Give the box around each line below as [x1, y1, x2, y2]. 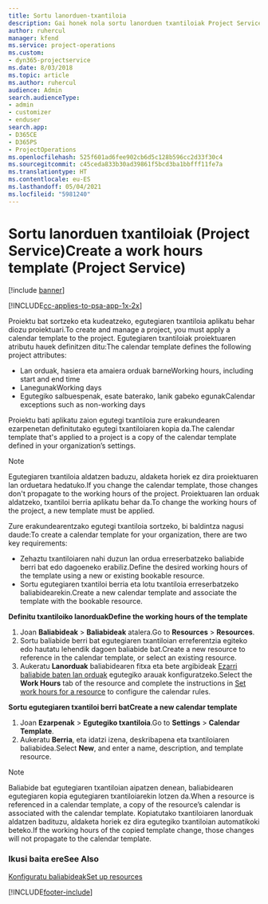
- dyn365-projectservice [8, 57, 91, 65]
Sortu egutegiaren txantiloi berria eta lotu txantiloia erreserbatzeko [19, 579, 239, 589]
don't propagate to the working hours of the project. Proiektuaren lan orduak [8, 489, 260, 498]
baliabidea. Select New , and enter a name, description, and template [19, 743, 243, 753]
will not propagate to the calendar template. [8, 834, 152, 843]
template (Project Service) [8, 258, 186, 277]
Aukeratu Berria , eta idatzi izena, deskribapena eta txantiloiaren [19, 734, 230, 744]
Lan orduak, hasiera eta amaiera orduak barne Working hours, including [19, 366, 254, 375]
